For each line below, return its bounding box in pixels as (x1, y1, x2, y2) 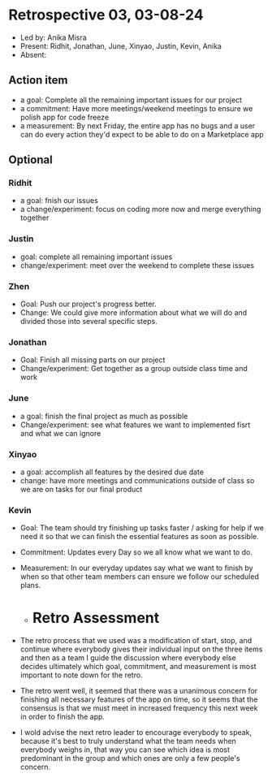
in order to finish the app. (19, 712, 106, 722)
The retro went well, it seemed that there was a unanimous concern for (19, 686, 258, 696)
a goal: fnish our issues (19, 196, 99, 205)
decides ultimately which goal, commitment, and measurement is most (19, 662, 257, 672)
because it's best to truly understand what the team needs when (19, 737, 237, 746)
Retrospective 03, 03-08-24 (8, 6, 205, 24)
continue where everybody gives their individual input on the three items (19, 644, 263, 655)
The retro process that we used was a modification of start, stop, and (19, 636, 253, 646)
